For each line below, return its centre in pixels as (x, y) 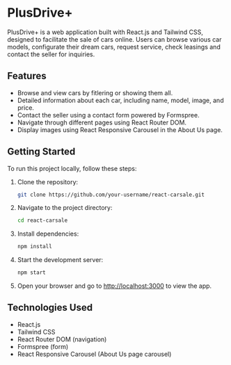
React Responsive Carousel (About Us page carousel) (94, 354)
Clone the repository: (48, 181)
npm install (34, 247)
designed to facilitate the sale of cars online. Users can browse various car (114, 39)
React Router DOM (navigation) (62, 339)
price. (26, 107)
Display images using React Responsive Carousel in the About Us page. (120, 129)
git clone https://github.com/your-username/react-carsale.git (111, 195)
